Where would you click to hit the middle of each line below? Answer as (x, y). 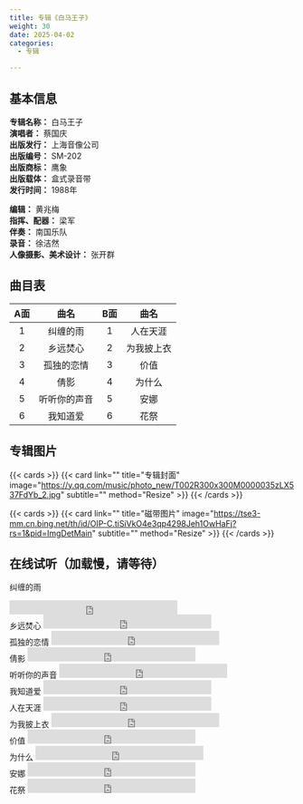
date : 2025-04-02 (42, 34)
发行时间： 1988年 (43, 189)
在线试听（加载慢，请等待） (87, 563)
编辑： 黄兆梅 (34, 208)
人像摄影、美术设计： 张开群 (62, 254)
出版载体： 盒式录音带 (50, 179)
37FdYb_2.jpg (35, 494)
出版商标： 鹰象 (38, 167)
